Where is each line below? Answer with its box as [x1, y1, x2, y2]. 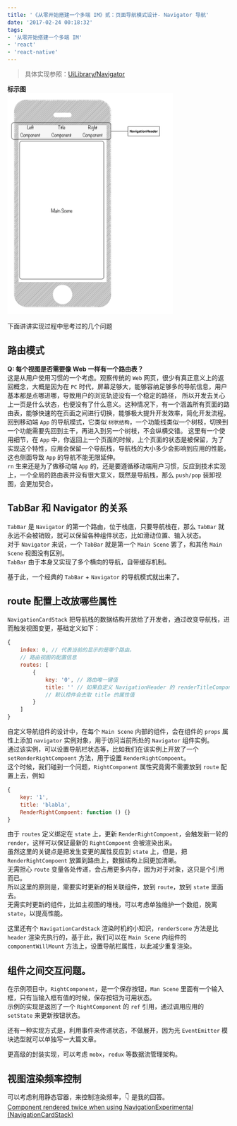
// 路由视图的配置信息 [20, 654, 78, 661]
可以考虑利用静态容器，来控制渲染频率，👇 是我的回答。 [7, 1093, 169, 1101]
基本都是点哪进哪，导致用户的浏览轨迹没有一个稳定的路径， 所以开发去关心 [7, 391, 226, 399]
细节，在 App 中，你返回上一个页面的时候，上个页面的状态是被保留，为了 [13, 435, 224, 444]
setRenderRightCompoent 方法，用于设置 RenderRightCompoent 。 [7, 754, 190, 762]
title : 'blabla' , [20, 801, 71, 808]
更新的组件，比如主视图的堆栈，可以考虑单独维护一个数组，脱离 [31, 901, 217, 909]
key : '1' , [20, 793, 49, 801]
